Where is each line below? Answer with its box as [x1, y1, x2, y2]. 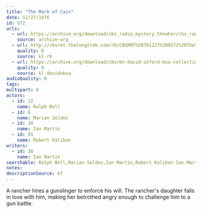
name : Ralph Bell [17, 103, 61, 110]
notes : [6, 165, 23, 171]
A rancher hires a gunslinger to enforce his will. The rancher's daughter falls [6, 187, 195, 194]
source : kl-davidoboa [17, 70, 71, 76]
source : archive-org [17, 37, 69, 43]
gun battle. [6, 200, 33, 207]
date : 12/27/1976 [6, 14, 50, 20]
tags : [6, 82, 20, 88]
